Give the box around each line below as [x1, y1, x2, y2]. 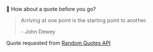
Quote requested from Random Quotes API [6, 40, 111, 46]
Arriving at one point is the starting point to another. [20, 17, 147, 23]
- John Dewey [20, 28, 56, 35]
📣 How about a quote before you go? [6, 6, 96, 12]
